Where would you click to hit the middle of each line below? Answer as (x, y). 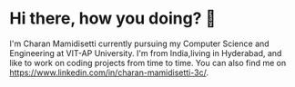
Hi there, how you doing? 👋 (113, 19)
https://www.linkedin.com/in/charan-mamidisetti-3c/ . (109, 72)
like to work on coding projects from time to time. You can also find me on (148, 63)
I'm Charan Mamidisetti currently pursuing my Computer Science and (140, 43)
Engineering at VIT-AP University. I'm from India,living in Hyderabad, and (146, 53)
